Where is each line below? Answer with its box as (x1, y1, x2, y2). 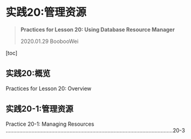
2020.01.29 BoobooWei (20, 37, 79, 45)
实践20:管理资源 (5, 5, 87, 19)
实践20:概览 (5, 68, 51, 79)
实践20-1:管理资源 (5, 104, 74, 114)
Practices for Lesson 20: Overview (5, 85, 92, 92)
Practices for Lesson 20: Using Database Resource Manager (20, 25, 175, 33)
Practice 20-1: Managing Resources (5, 120, 95, 128)
